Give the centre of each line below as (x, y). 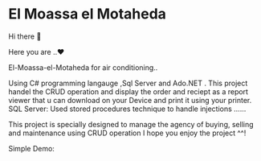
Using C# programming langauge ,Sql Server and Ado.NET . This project (128, 83)
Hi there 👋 (25, 36)
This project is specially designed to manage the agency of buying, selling (131, 124)
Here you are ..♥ (37, 52)
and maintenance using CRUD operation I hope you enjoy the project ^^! (127, 133)
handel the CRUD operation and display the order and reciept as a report (128, 91)
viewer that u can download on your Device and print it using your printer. (130, 100)
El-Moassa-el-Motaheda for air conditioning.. (83, 67)
